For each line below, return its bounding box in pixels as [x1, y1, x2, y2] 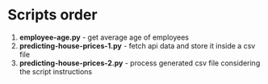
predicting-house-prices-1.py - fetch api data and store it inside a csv [19, 40, 256, 50]
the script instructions [19, 66, 93, 76]
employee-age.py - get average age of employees [19, 32, 189, 42]
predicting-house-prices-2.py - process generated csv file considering [19, 58, 261, 68]
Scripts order [7, 6, 98, 24]
